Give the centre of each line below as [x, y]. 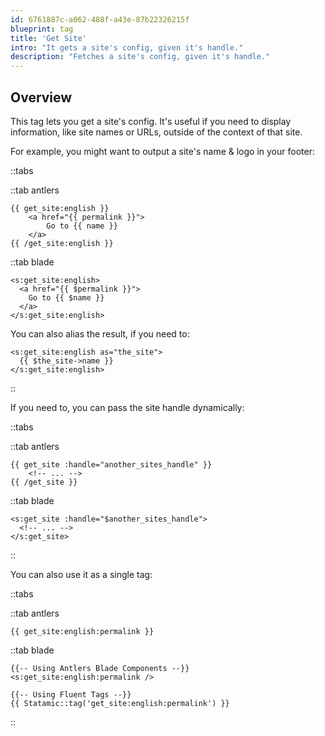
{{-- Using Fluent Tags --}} [71, 694]
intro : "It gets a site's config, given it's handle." [127, 47]
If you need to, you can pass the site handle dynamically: [127, 407]
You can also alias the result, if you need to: [100, 333]
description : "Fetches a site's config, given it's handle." [140, 57]
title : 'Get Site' [48, 38]
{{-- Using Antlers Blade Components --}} [100, 668]
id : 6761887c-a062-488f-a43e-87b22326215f [100, 19]
